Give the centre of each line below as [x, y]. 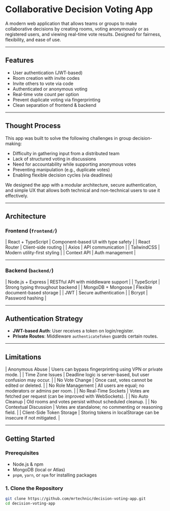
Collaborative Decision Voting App [79, 9]
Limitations [23, 357]
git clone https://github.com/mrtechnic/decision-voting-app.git [75, 499]
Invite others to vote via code [43, 83]
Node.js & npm [28, 464]
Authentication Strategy [44, 319]
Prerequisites [22, 453]
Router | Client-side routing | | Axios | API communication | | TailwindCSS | [83, 247]
